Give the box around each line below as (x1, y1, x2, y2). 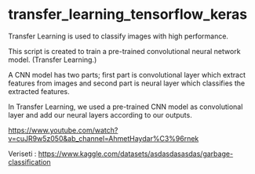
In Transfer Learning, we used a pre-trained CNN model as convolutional (8, 102, 243, 111)
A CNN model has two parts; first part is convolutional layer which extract (8, 70, 246, 79)
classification (8, 157, 51, 166)
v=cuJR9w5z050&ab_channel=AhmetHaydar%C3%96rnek (8, 133, 199, 143)
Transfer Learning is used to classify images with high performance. (8, 31, 229, 41)
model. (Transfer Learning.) (8, 55, 97, 64)
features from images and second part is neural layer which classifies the (8, 78, 246, 88)
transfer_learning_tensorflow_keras (8, 5, 248, 24)
